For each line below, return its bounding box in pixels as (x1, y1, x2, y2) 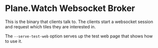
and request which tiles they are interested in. (5, 24, 96, 29)
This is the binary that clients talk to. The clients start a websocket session (5, 19, 153, 24)
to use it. (5, 38, 23, 44)
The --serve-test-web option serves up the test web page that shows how (5, 33, 153, 39)
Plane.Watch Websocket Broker (5, 3, 135, 14)
